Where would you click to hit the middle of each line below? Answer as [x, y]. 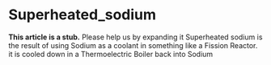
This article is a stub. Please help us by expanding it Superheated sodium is [135, 37]
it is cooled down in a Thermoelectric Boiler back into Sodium [111, 54]
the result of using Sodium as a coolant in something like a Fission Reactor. [133, 45]
